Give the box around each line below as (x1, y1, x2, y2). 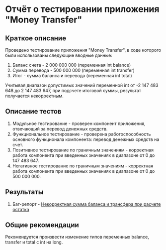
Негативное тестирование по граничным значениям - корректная (12, 163, 153, 169)
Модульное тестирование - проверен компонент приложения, (12, 121, 146, 126)
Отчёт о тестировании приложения (5, 3, 160, 15)
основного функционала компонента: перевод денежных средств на (12, 136, 160, 142)
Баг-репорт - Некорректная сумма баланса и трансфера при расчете (12, 201, 161, 207)
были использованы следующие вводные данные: (5, 52, 113, 58)
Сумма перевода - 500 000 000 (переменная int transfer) (12, 67, 135, 73)
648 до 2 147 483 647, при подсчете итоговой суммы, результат (5, 88, 142, 93)
